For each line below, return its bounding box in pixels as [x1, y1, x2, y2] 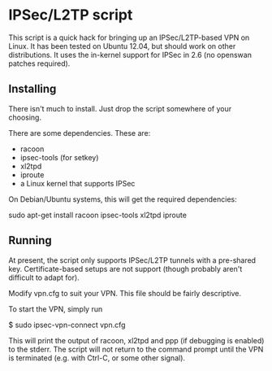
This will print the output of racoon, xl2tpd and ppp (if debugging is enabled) [8, 335, 265, 345]
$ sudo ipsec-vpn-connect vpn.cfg [8, 320, 126, 330]
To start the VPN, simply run [8, 303, 103, 314]
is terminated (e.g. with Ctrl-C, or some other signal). [8, 352, 185, 363]
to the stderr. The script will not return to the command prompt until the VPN [8, 344, 264, 354]
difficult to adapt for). [8, 273, 80, 282]
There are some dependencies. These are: [8, 128, 151, 137]
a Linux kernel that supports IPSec [19, 178, 136, 188]
